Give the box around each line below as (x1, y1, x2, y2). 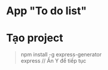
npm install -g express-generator (20, 51, 102, 58)
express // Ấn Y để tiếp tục (20, 58, 87, 65)
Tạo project (6, 31, 63, 45)
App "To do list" (6, 4, 87, 18)
